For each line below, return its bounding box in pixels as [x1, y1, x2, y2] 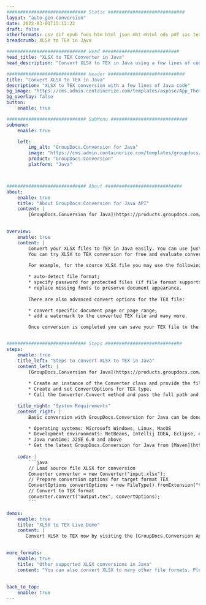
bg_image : [6, 88, 32, 94]
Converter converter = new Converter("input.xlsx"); [28, 471, 166, 477]
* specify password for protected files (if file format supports [28, 279, 202, 285]
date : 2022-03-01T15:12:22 [6, 20, 75, 26]
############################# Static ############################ [6, 9, 185, 15]
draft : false [6, 26, 40, 32]
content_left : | [17, 363, 59, 369]
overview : [6, 228, 32, 235]
